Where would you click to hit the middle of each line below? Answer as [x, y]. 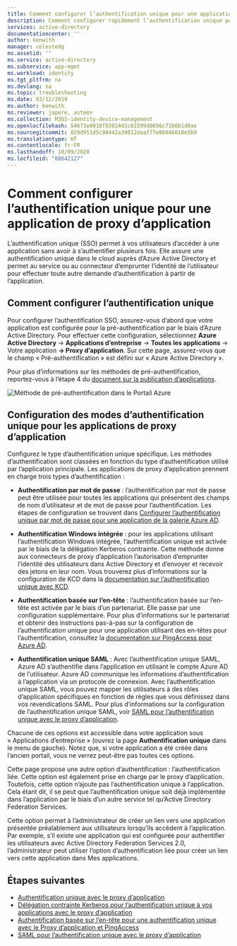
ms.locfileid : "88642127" [45, 159]
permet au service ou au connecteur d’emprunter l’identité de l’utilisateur [113, 265]
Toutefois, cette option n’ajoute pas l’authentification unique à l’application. [116, 784]
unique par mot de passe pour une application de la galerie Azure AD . [119, 520]
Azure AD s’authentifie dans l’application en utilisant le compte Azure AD [123, 667]
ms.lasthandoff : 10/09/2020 [49, 152]
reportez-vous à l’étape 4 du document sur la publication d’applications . [112, 379]
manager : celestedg [36, 47]
